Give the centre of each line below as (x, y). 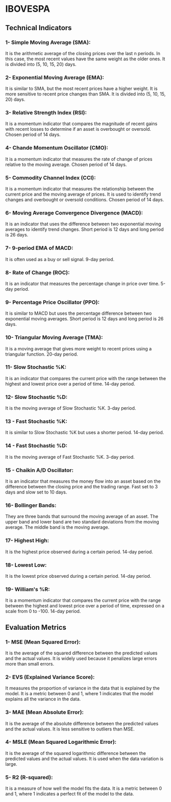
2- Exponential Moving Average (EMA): (55, 77)
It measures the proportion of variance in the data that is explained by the (82, 688)
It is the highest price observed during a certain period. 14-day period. (79, 552)
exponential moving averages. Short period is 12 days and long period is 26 (84, 319)
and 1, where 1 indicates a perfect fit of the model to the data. (70, 794)
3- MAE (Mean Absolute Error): (45, 712)
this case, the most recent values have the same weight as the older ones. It (85, 59)
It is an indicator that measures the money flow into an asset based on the (83, 481)
